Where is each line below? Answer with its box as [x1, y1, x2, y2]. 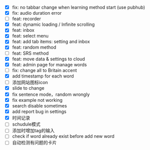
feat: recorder [12, 16, 41, 22]
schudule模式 [12, 121, 41, 127]
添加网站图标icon [12, 79, 48, 85]
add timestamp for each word [12, 73, 74, 79]
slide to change [12, 85, 45, 91]
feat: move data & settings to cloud [12, 56, 85, 62]
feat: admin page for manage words [12, 61, 87, 67]
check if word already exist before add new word [12, 133, 115, 139]
